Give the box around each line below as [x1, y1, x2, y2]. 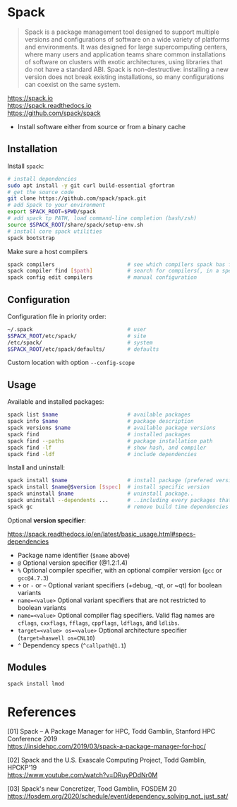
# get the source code [7, 189, 74, 196]
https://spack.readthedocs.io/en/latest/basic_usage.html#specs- [7, 530, 196, 538]
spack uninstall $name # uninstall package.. [7, 490, 194, 498]
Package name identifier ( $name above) [17, 551, 130, 559]
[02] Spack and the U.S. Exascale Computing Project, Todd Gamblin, [7, 756, 207, 765]
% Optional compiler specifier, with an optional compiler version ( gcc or [17, 566, 222, 574]
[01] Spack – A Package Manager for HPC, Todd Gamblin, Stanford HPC [7, 727, 216, 736]
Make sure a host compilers [7, 247, 88, 256]
